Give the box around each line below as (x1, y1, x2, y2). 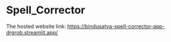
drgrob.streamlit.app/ (6, 29, 58, 36)
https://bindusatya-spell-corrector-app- (67, 23, 165, 30)
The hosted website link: (6, 23, 66, 30)
